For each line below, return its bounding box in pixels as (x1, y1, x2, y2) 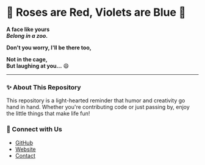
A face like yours (6, 26, 50, 33)
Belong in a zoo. (6, 32, 48, 39)
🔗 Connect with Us (6, 125, 62, 133)
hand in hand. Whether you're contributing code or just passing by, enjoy (6, 104, 190, 111)
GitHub (15, 139, 34, 146)
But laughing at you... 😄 (6, 62, 69, 69)
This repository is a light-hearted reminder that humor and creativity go (6, 97, 185, 104)
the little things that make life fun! (6, 110, 90, 118)
